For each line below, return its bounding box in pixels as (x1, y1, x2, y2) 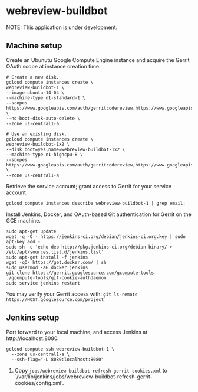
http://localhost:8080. (6, 335, 59, 342)
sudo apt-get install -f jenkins (6, 254, 88, 260)
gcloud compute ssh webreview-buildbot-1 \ (6, 346, 115, 352)
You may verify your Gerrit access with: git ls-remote (6, 290, 138, 298)
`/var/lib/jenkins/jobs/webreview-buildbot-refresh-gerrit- (14, 373, 153, 380)
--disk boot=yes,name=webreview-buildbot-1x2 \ (6, 146, 126, 152)
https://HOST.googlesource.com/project (6, 296, 104, 302)
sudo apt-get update (6, 228, 57, 234)
